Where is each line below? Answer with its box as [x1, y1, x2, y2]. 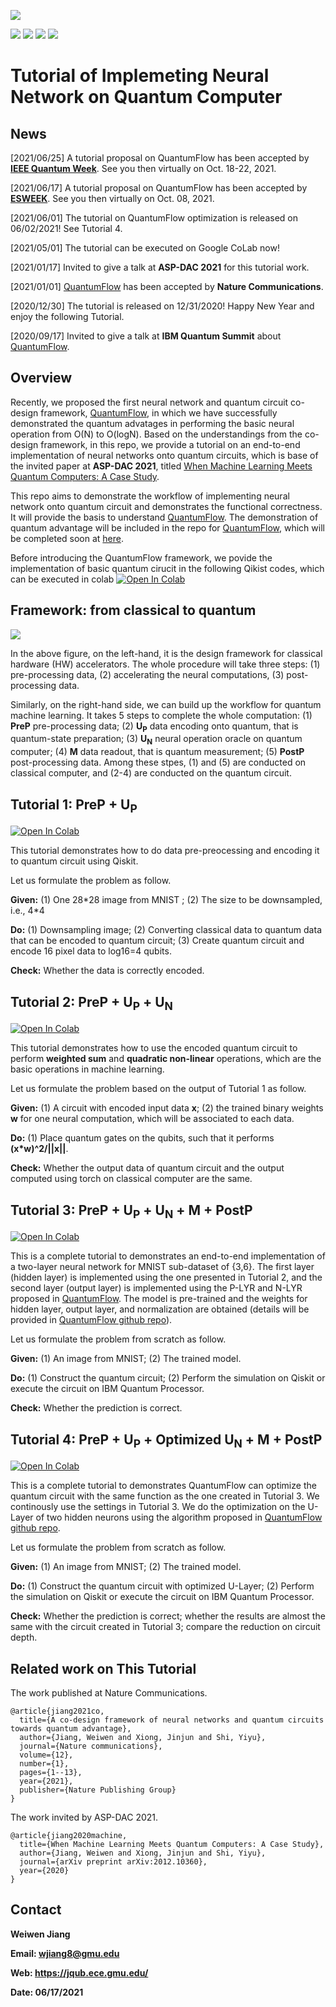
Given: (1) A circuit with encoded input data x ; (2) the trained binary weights [10, 1102, 324, 1114]
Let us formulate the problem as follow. [10, 875, 172, 887]
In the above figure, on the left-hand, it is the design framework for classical [10, 647, 323, 659]
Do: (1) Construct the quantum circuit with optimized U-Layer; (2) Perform [10, 1580, 315, 1592]
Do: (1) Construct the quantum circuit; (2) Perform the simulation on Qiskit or [10, 1372, 326, 1384]
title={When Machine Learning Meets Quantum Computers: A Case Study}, [19, 1840, 325, 1850]
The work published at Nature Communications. [10, 1687, 208, 1699]
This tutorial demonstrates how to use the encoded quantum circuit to [10, 1042, 298, 1054]
